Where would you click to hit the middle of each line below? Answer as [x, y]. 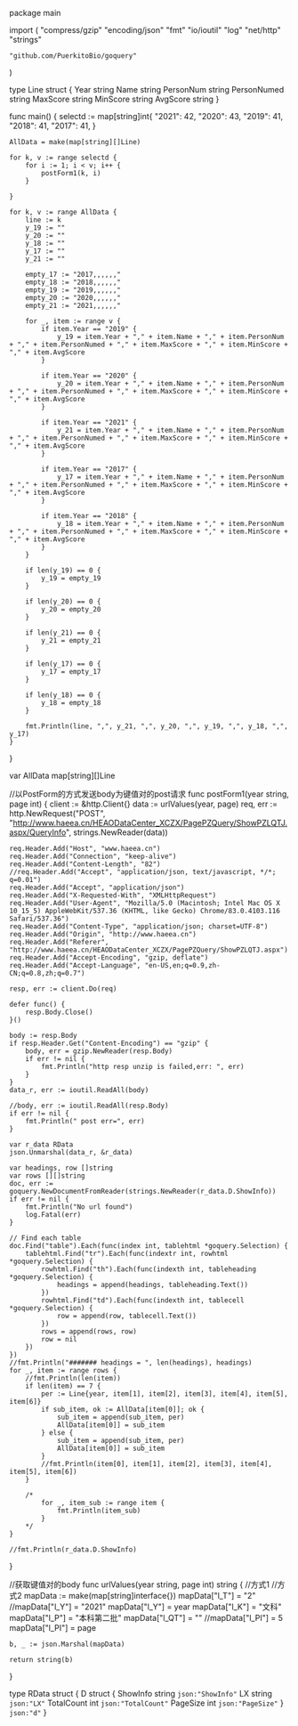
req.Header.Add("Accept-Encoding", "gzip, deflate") [109, 958]
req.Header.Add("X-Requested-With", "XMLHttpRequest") [113, 895]
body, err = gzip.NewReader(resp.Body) [99, 1051]
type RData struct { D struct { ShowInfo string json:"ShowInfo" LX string [141, 1694]
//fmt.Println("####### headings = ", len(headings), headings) [131, 1363]
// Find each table [45, 1238]
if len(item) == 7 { [63, 1386]
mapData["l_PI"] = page [52, 1628]
